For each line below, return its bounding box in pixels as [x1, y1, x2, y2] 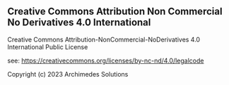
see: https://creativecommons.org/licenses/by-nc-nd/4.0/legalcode [7, 56, 204, 65]
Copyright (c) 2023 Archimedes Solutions [7, 70, 129, 78]
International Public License [7, 42, 88, 51]
